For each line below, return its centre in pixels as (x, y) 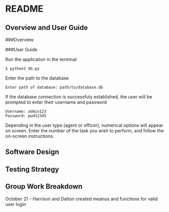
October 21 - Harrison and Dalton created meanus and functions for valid (82, 199)
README (24, 9)
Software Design (32, 152)
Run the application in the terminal (41, 59)
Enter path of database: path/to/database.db (54, 87)
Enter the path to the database (37, 78)
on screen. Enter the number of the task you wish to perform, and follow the (84, 131)
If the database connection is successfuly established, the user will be (79, 97)
